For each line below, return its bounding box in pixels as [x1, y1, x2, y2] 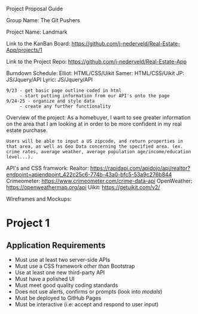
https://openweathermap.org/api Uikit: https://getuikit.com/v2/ [6, 184, 160, 191]
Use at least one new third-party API [14, 269, 105, 276]
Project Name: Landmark [6, 28, 68, 35]
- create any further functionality [19, 103, 111, 109]
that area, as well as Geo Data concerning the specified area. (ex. [6, 143, 184, 149]
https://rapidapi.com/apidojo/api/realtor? [90, 165, 190, 172]
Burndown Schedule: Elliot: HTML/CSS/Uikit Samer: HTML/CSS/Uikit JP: [6, 70, 184, 77]
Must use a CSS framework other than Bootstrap [14, 262, 135, 270]
